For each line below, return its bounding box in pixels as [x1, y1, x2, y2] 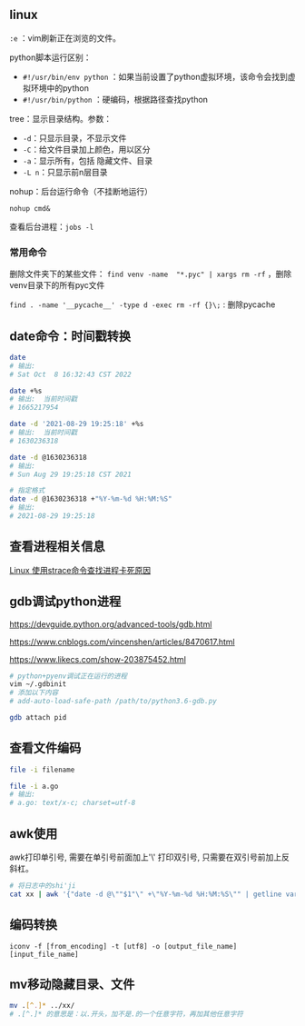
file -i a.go [9, 782, 59, 791]
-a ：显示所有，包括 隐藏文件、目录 [22, 154, 153, 166]
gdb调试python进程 [9, 594, 122, 610]
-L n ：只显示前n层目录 [22, 166, 108, 177]
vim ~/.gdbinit [9, 680, 67, 689]
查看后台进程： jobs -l [9, 221, 94, 232]
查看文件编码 [9, 741, 82, 756]
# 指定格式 [9, 486, 45, 495]
